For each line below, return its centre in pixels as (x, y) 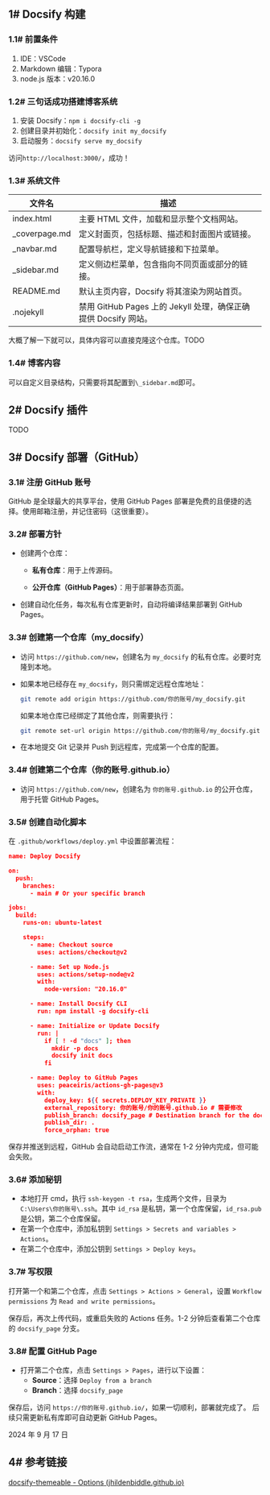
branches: (39, 886)
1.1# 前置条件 (33, 39)
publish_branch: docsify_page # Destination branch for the (147, 1115)
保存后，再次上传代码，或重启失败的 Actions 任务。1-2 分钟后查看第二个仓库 (135, 1318)
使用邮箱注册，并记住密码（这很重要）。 (87, 511)
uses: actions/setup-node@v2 (86, 974)
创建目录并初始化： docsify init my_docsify (93, 130)
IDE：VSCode (43, 58)
